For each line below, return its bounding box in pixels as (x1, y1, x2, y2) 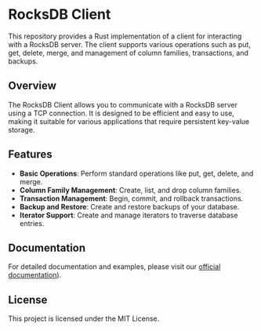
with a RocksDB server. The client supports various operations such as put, (8, 39, 251, 49)
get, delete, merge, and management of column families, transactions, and (8, 48, 248, 57)
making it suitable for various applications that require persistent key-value (8, 116, 250, 126)
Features (8, 147, 53, 162)
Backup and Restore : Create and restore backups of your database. (19, 202, 240, 211)
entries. (19, 218, 45, 228)
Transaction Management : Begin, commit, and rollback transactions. (19, 194, 244, 203)
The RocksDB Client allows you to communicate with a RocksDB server (8, 100, 237, 109)
